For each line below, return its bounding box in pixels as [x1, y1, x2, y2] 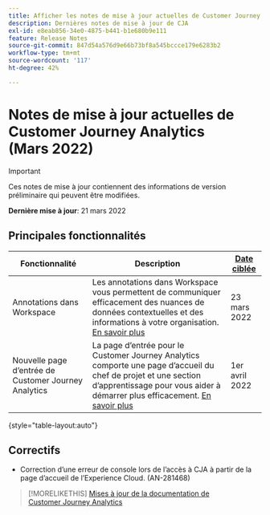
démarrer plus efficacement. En [92, 390, 211, 401]
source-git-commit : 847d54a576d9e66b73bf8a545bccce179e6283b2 [8, 42, 221, 50]
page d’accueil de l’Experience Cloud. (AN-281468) [19, 473, 190, 483]
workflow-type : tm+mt [8, 49, 81, 57]
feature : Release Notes [8, 34, 88, 43]
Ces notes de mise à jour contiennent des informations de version [8, 181, 227, 191]
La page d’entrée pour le [92, 339, 185, 351]
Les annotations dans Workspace [92, 276, 219, 287]
